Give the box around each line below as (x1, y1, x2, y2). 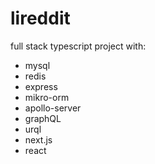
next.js (24, 133, 53, 146)
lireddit (10, 7, 71, 30)
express (24, 80, 58, 92)
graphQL (24, 112, 62, 124)
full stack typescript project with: (10, 40, 147, 52)
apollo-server (24, 102, 82, 114)
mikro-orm (24, 91, 70, 103)
